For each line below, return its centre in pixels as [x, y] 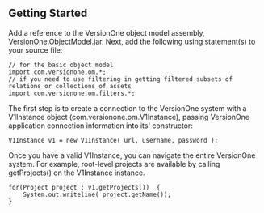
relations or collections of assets [70, 86]
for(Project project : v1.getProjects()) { [84, 187]
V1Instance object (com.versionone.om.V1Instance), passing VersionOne [129, 117]
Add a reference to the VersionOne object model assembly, [107, 32]
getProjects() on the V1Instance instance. [77, 173]
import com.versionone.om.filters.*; [72, 93]
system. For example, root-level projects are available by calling [114, 164]
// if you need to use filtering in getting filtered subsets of [120, 79]
